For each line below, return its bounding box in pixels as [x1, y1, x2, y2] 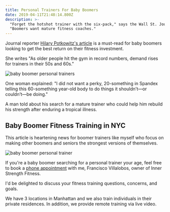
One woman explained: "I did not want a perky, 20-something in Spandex [5, 81, 158, 87]
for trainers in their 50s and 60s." [5, 61, 74, 67]
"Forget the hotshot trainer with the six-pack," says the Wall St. [10, 21, 157, 27]
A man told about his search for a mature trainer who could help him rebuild [5, 101, 163, 107]
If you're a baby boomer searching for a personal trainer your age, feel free [5, 159, 162, 165]
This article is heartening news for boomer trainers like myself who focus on [5, 134, 164, 140]
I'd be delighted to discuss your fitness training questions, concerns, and [5, 180, 157, 186]
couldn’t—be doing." [5, 91, 48, 97]
